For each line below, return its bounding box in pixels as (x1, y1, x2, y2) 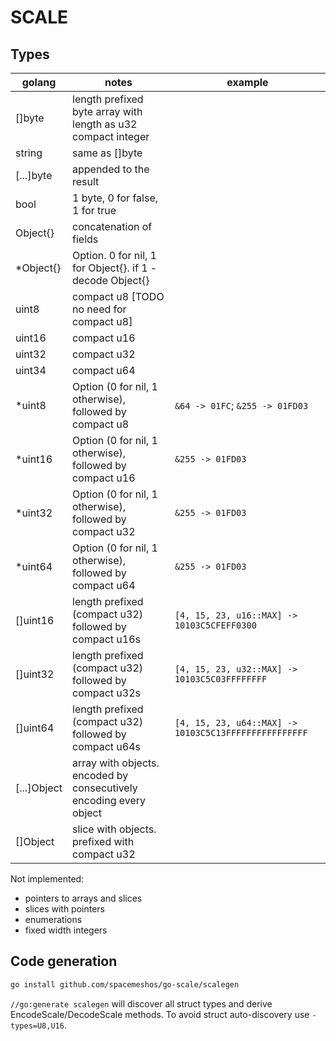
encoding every (72, 794, 147, 807)
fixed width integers (24, 924, 108, 936)
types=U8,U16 (10, 1021, 65, 1031)
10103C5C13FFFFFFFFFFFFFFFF (174, 727, 308, 738)
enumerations (24, 914, 83, 925)
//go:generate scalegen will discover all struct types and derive (10, 997, 273, 1010)
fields (72, 232, 99, 246)
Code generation (10, 953, 118, 970)
